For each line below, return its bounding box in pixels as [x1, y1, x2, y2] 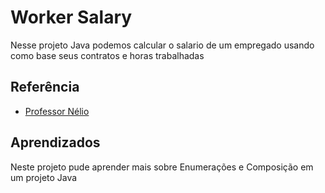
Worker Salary [10, 6, 133, 29]
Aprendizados [10, 134, 101, 151]
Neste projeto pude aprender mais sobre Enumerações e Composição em [10, 161, 314, 173]
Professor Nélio [24, 105, 90, 117]
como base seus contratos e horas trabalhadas [10, 49, 205, 61]
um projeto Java [10, 171, 78, 183]
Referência [10, 79, 80, 96]
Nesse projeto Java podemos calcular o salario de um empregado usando [10, 39, 315, 51]
